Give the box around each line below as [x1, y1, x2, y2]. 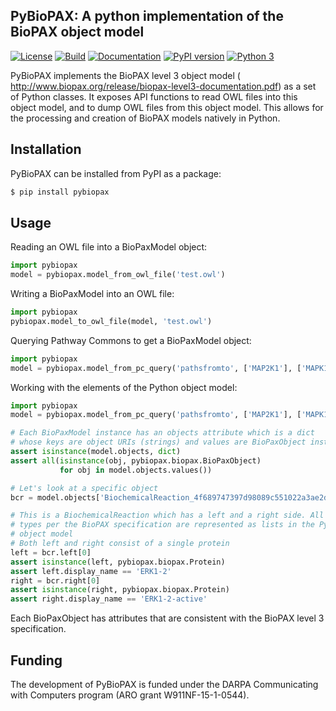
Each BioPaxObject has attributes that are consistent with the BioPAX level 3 [10, 612, 325, 624]
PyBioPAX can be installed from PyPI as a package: [10, 167, 222, 179]
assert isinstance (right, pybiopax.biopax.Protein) [10, 585, 230, 595]
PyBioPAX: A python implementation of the [10, 8, 284, 25]
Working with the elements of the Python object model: [10, 381, 238, 393]
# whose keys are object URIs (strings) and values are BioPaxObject [10, 437, 307, 448]
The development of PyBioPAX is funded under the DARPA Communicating [10, 679, 319, 690]
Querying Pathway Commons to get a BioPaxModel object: [10, 334, 252, 346]
